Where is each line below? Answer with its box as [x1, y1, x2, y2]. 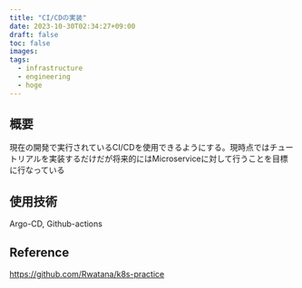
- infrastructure [17, 64, 83, 73]
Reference [9, 245, 70, 260]
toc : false [9, 38, 51, 48]
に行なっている [9, 165, 65, 176]
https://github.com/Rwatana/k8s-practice [9, 269, 165, 280]
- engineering [17, 72, 71, 82]
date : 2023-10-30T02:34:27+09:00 [9, 22, 136, 31]
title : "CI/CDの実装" [9, 13, 87, 23]
